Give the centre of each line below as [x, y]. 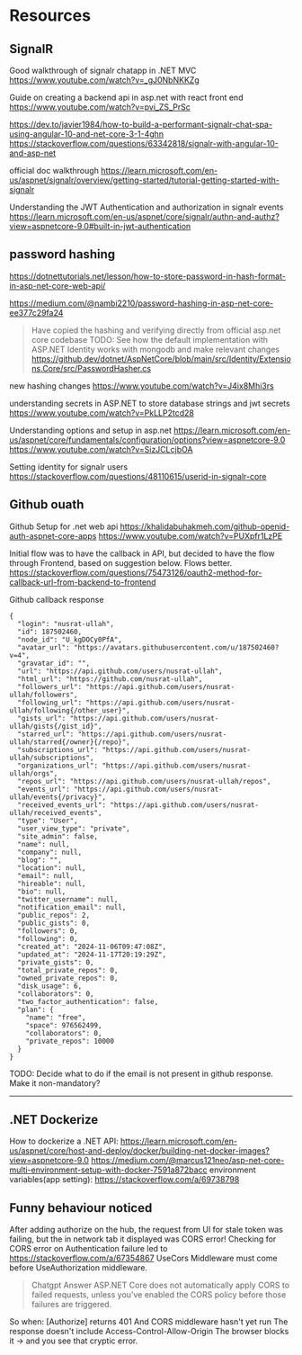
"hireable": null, [52, 884]
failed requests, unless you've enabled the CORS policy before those [159, 1295]
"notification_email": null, [72, 907]
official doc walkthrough [54, 170]
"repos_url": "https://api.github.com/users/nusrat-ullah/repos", [144, 781]
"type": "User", [48, 821]
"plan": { [36, 1010]
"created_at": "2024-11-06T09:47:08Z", [92, 947]
